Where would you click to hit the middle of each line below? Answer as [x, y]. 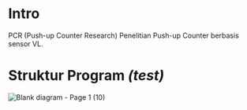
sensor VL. [26, 43]
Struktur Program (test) [86, 76]
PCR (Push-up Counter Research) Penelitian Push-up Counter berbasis [123, 35]
